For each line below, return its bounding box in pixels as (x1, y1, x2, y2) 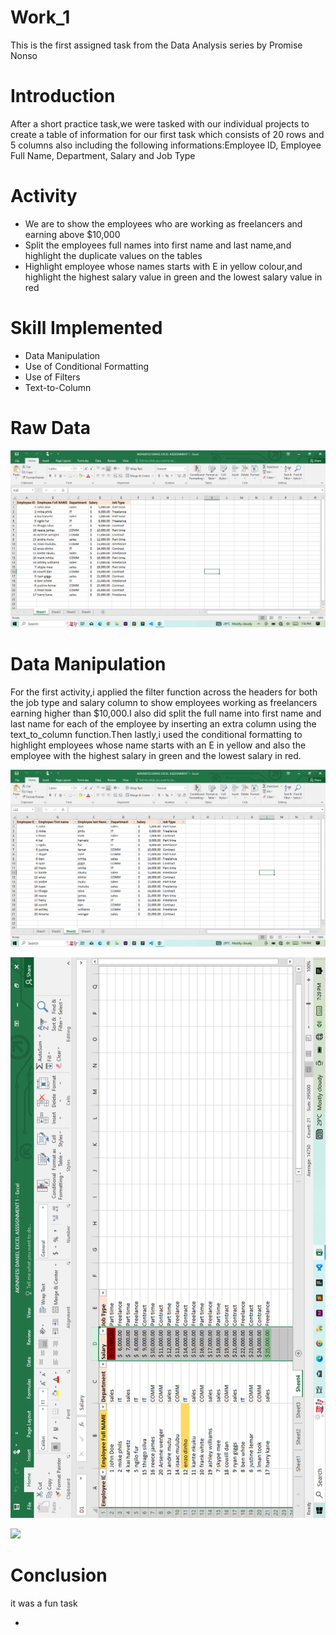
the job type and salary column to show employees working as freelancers (10, 696, 318, 708)
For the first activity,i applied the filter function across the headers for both (10, 686, 318, 698)
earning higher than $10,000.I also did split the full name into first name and (10, 707, 322, 719)
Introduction (10, 85, 116, 108)
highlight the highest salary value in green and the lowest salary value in (24, 271, 323, 283)
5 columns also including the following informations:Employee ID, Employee (10, 139, 322, 151)
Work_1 (10, 6, 71, 29)
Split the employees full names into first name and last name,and (24, 239, 292, 251)
